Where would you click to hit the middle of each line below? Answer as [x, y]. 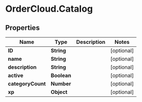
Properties [23, 28]
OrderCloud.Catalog [49, 9]
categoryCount [27, 84]
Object [59, 92]
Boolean [61, 75]
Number [61, 84]
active [16, 75]
